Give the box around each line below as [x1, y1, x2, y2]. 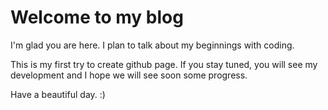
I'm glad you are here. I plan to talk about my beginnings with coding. [10, 39, 295, 51]
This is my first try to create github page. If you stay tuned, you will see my [10, 58, 318, 70]
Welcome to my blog [10, 6, 184, 29]
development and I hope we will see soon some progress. [10, 69, 248, 81]
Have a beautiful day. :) [10, 88, 106, 100]
